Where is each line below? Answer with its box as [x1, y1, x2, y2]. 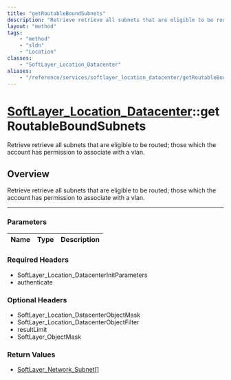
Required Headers [7, 255, 69, 265]
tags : [7, 29, 23, 36]
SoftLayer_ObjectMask [16, 333, 81, 341]
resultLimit [16, 326, 47, 334]
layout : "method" [7, 23, 57, 30]
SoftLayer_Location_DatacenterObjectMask [16, 311, 141, 320]
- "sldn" [19, 42, 45, 49]
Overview [7, 168, 50, 179]
